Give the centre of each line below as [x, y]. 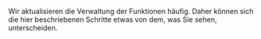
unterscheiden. [33, 28]
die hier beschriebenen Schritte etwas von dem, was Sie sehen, [113, 19]
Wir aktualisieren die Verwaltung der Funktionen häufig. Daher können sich [131, 11]
